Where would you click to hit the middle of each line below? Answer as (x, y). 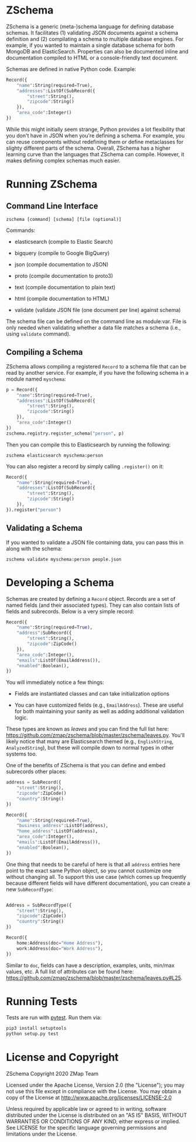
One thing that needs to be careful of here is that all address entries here (93, 864)
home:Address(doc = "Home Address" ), (60, 943)
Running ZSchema (52, 184)
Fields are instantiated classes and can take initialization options (92, 694)
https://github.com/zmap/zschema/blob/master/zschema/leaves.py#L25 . (94, 978)
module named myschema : (36, 379)
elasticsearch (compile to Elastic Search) (63, 241)
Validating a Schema (44, 528)
